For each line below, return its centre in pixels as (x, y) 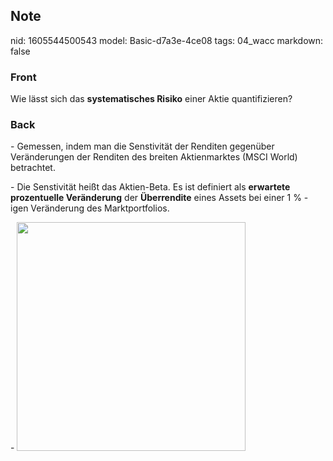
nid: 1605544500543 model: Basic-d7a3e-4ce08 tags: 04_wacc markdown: (167, 40)
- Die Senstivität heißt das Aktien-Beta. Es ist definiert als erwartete (150, 187)
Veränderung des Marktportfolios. (100, 208)
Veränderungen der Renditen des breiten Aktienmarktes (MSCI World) (154, 157)
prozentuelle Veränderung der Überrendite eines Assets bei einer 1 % (156, 198)
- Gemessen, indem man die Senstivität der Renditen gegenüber (142, 146)
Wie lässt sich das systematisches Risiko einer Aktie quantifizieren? (151, 99)
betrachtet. (33, 168)
